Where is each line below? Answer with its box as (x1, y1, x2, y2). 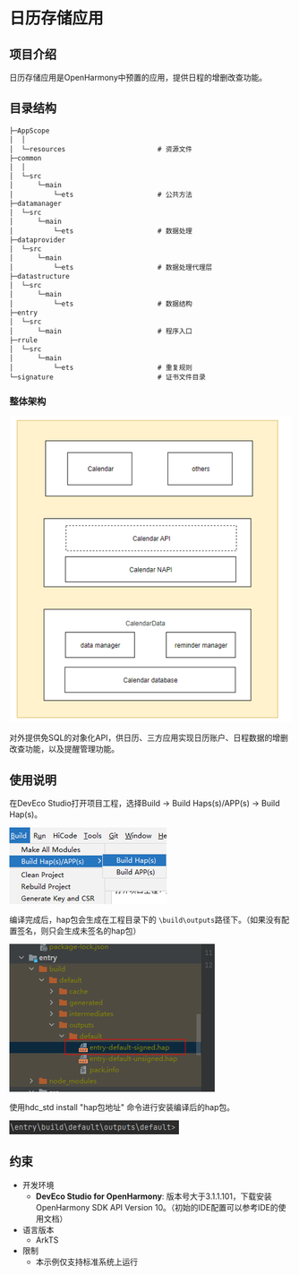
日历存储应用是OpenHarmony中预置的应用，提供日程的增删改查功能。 (9, 73, 268, 82)
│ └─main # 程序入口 (9, 326, 192, 336)
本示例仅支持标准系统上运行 (35, 1256, 139, 1267)
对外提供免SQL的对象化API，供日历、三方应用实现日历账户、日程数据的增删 (9, 732, 288, 744)
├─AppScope (9, 126, 50, 135)
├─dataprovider (9, 235, 66, 245)
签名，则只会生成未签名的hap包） (16, 926, 141, 936)
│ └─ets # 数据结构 (9, 299, 192, 308)
